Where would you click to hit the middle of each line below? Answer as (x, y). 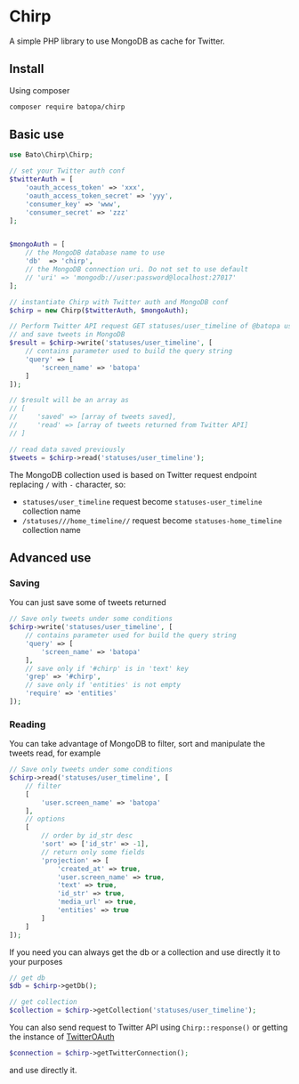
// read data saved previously (67, 449)
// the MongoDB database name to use (95, 253)
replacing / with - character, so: (68, 484)
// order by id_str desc (87, 836)
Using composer (40, 90)
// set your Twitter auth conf (67, 171)
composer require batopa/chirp (67, 107)
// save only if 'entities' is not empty (103, 685)
